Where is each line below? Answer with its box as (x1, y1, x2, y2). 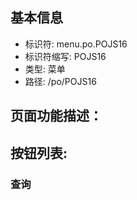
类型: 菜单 (24, 63, 66, 75)
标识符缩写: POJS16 (24, 50, 107, 62)
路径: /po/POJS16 (24, 75, 97, 87)
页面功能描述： (10, 108, 103, 125)
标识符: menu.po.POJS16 (24, 38, 128, 50)
